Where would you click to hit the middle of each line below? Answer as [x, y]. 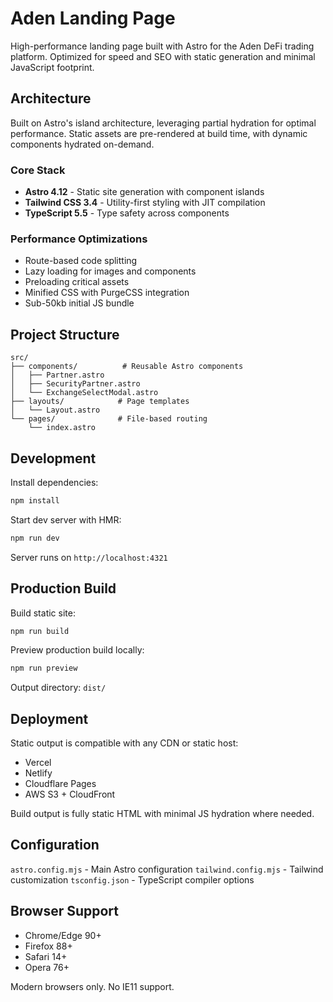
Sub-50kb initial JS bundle [79, 303]
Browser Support [65, 911]
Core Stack [38, 170]
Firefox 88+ [48, 946]
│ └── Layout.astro [55, 410]
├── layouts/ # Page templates [100, 402]
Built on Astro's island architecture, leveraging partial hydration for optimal [163, 123]
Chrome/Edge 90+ [63, 935]
